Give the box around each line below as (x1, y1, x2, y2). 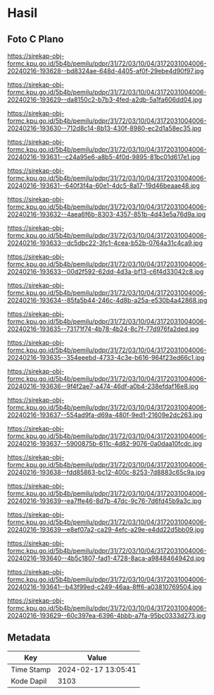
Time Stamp (11, 665, 51, 675)
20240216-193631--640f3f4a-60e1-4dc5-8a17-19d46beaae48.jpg (7, 181, 201, 190)
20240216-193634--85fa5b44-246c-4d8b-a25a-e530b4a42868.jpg (7, 296, 208, 304)
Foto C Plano (7, 33, 64, 45)
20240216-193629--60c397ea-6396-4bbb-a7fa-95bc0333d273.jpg (7, 612, 206, 620)
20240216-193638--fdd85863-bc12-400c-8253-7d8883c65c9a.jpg (7, 468, 206, 476)
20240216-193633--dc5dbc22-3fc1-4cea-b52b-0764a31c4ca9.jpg (7, 238, 203, 247)
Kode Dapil (11, 676, 47, 686)
